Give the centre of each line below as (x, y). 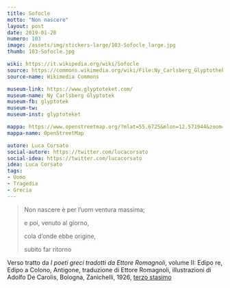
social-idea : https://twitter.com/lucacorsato (75, 158)
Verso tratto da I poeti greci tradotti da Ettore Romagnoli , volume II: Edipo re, (115, 262)
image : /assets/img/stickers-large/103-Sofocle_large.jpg (91, 45)
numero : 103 (24, 39)
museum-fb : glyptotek (38, 102)
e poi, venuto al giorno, (56, 222)
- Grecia (20, 190)
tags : (15, 171)
